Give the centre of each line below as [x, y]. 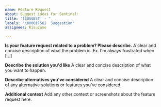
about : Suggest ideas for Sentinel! [42, 14]
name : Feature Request [28, 9]
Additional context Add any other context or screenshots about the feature [80, 94]
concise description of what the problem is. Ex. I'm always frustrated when [80, 51]
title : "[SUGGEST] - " [28, 18]
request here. [18, 99]
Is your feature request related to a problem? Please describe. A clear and [80, 46]
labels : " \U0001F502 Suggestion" [40, 23]
